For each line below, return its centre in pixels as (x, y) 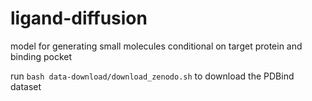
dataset (26, 86)
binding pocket (41, 56)
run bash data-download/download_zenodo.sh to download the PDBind (152, 76)
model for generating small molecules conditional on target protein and (156, 46)
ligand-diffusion (79, 18)
